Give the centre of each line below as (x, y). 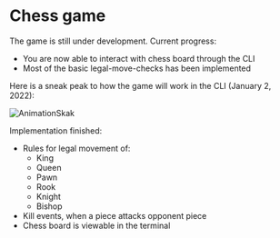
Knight (49, 196)
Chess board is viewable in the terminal (96, 225)
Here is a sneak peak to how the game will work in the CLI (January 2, (140, 85)
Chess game (58, 16)
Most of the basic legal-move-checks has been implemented (137, 68)
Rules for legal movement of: (76, 148)
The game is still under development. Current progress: (113, 41)
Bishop (49, 206)
